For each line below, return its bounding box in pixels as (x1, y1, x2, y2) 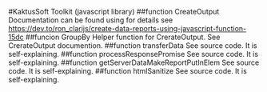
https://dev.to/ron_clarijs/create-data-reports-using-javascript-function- (8, 24, 247, 33)
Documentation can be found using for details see (8, 15, 173, 25)
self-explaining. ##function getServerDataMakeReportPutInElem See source (8, 58, 260, 67)
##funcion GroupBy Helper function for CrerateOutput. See (25, 32, 221, 42)
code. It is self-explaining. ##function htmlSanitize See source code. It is (8, 66, 248, 75)
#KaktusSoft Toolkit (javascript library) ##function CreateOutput (8, 7, 220, 16)
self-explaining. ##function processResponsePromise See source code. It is (8, 50, 258, 58)
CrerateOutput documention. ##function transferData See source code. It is (8, 41, 257, 50)
